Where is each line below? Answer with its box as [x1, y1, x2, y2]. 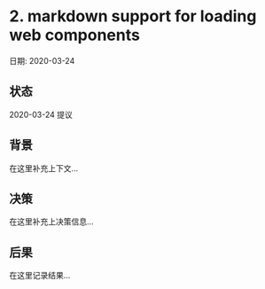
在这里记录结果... [9, 270, 71, 281]
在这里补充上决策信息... [9, 216, 95, 227]
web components [9, 25, 140, 45]
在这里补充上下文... [9, 162, 79, 174]
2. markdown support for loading [9, 6, 257, 27]
